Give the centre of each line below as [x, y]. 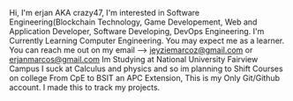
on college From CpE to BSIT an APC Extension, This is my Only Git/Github [145, 78]
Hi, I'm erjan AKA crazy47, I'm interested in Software [105, 13]
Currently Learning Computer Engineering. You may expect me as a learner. [147, 40]
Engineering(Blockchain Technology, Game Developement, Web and [133, 22]
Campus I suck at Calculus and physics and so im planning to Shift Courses [146, 69]
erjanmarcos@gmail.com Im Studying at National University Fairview [134, 59]
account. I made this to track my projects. [85, 87]
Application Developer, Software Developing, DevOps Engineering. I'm [137, 31]
